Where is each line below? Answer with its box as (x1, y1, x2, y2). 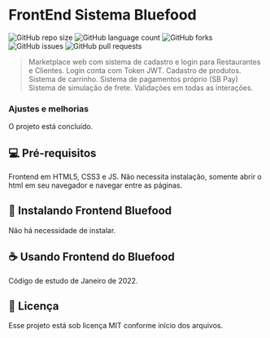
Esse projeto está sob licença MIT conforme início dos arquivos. (8, 321, 224, 331)
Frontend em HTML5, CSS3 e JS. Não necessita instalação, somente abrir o (8, 172, 263, 182)
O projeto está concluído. (8, 122, 94, 132)
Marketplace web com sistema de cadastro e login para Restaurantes (28, 57, 261, 67)
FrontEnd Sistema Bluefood (8, 6, 197, 24)
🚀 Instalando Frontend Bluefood (8, 204, 172, 218)
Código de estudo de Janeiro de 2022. (8, 275, 138, 285)
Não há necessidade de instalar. (8, 225, 116, 235)
